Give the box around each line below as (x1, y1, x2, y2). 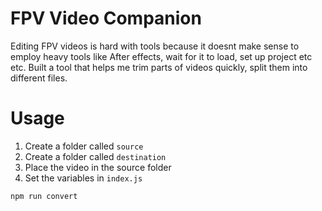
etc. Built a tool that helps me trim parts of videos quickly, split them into (10, 61, 308, 73)
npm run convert (10, 191, 78, 201)
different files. (10, 72, 68, 84)
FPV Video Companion (10, 7, 202, 30)
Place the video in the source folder (24, 161, 172, 173)
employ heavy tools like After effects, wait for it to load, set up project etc (10, 50, 313, 62)
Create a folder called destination (24, 150, 167, 162)
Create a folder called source (24, 140, 144, 152)
